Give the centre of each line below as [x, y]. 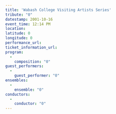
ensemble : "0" [29, 90]
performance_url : [23, 43]
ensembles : [17, 80]
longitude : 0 [19, 38]
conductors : [18, 94]
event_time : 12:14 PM [28, 24]
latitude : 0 [18, 33]
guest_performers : [24, 66]
